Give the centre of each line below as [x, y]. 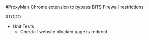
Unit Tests [23, 26]
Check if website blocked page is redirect [64, 32]
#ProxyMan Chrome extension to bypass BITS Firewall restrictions [74, 7]
